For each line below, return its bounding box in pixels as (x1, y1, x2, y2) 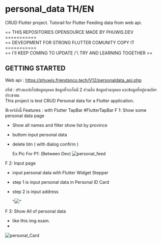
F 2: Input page (5, 160, 36, 166)
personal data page (5, 113, 45, 119)
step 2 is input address (12, 189, 59, 194)
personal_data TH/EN (5, 3, 94, 15)
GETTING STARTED (5, 64, 66, 73)
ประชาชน (5, 92, 20, 98)
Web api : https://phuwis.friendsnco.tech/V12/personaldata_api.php (5, 77, 142, 83)
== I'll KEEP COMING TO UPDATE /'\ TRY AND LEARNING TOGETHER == (5, 50, 153, 56)
